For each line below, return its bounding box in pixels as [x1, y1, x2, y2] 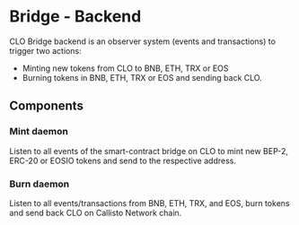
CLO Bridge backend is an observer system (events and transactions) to [9, 36, 277, 47]
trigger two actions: [9, 45, 83, 56]
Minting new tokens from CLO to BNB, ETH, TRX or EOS [22, 63, 229, 74]
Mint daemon [9, 125, 69, 138]
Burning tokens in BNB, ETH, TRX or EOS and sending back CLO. [22, 72, 262, 82]
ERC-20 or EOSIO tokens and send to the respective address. [9, 155, 236, 166]
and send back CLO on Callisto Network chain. [9, 207, 182, 218]
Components [9, 99, 84, 114]
